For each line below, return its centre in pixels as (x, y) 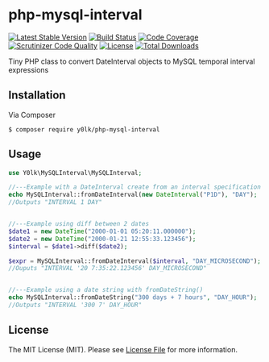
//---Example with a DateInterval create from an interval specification (135, 187)
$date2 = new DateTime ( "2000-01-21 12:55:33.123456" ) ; (102, 239)
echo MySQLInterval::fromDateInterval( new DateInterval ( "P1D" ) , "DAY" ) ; (133, 195)
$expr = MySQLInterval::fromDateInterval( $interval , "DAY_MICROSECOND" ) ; (135, 261)
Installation (37, 96)
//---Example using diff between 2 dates (79, 224)
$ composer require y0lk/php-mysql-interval (84, 129)
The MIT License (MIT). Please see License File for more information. (123, 349)
